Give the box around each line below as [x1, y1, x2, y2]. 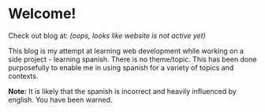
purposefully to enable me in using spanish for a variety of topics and [8, 62, 234, 72]
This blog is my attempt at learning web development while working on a [8, 46, 244, 55]
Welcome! [8, 5, 77, 23]
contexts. [8, 71, 39, 80]
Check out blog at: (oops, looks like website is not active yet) [8, 31, 207, 40]
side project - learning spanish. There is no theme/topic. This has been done [8, 54, 257, 64]
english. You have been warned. [8, 95, 113, 104]
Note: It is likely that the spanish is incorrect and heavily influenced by [8, 86, 237, 95]
